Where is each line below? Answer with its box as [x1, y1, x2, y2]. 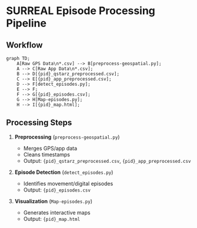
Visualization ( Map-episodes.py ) [14, 197, 93, 204]
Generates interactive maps [23, 209, 91, 216]
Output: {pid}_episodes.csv [23, 186, 91, 193]
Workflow [6, 40, 43, 50]
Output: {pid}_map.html [23, 215, 81, 222]
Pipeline [6, 16, 47, 30]
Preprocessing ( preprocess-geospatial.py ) [14, 133, 120, 140]
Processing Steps [6, 118, 72, 128]
